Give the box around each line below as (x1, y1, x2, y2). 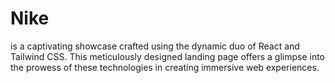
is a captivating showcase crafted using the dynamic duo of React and (10, 40, 300, 52)
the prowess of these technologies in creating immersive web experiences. (10, 61, 320, 73)
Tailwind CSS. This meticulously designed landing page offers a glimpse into (10, 50, 326, 62)
